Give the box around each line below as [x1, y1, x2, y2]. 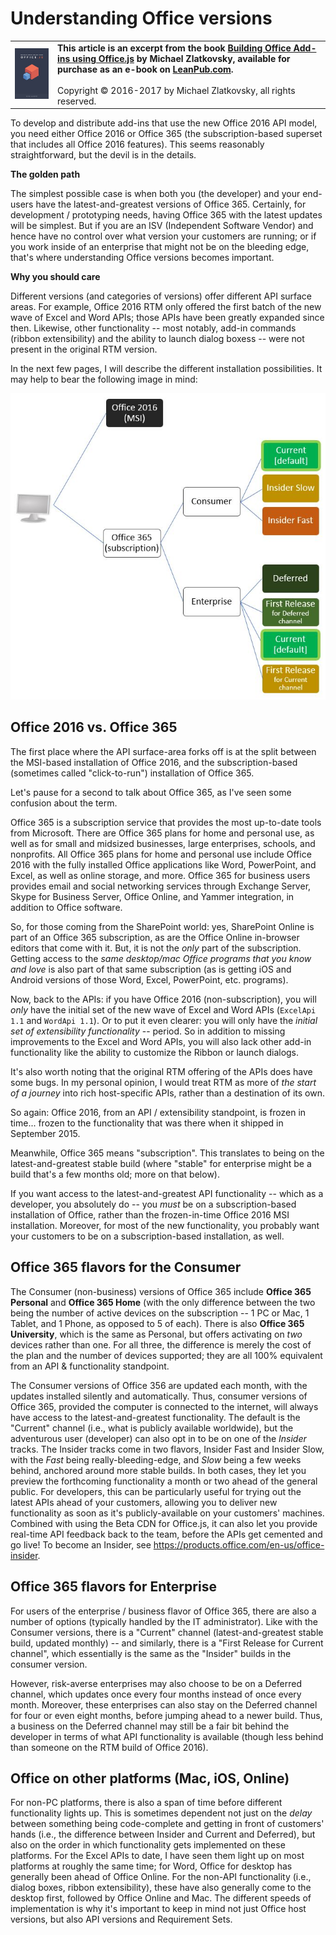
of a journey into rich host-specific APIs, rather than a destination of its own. [10, 1087, 326, 1099]
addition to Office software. [10, 901, 123, 913]
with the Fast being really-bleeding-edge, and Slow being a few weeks [10, 1453, 302, 1466]
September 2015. [10, 1127, 81, 1139]
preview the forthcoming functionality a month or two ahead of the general [10, 1475, 318, 1487]
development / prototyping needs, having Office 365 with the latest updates [10, 209, 323, 221]
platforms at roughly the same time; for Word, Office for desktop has [10, 1860, 293, 1872]
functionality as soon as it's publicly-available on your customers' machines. [10, 1507, 325, 1519]
